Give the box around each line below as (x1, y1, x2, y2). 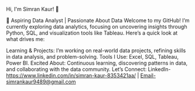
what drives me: (6, 36, 45, 42)
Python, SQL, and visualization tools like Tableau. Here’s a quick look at (6, 29, 178, 36)
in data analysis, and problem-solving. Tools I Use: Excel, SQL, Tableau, (6, 53, 179, 60)
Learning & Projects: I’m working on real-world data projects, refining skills (6, 47, 186, 54)
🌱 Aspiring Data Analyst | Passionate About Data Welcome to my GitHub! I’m (6, 17, 190, 23)
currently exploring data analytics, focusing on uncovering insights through (6, 23, 187, 30)
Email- (140, 72, 156, 79)
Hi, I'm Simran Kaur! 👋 (6, 6, 59, 12)
